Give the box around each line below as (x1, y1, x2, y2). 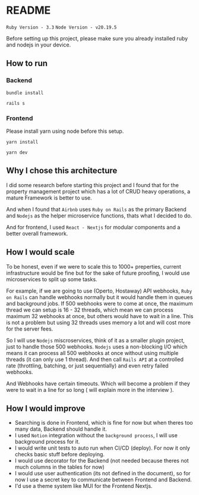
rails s (6, 100, 26, 106)
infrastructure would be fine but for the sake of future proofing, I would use (6, 269, 190, 276)
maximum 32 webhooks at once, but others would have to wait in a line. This (6, 312, 194, 319)
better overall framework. (6, 230, 68, 237)
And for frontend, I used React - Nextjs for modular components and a (6, 223, 181, 231)
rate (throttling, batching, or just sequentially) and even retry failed (6, 362, 169, 369)
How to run (6, 58, 48, 69)
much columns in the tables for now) (14, 463, 105, 471)
